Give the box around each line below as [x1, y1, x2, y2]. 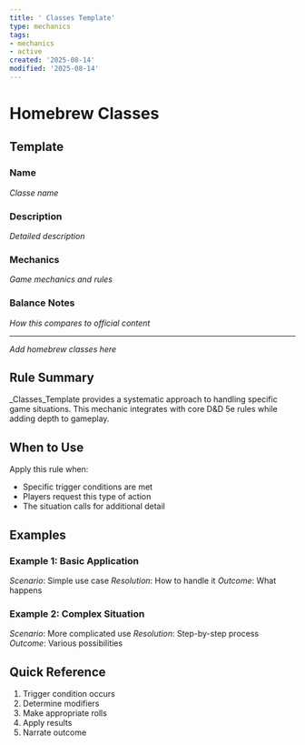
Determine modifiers [22, 698, 100, 710]
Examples [9, 527, 66, 542]
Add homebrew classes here [9, 343, 117, 355]
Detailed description [9, 231, 85, 242]
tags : [9, 30, 30, 39]
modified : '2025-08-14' [9, 65, 100, 74]
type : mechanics [9, 22, 71, 31]
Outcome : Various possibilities [9, 638, 123, 649]
